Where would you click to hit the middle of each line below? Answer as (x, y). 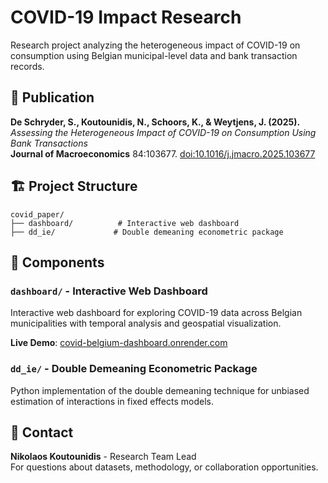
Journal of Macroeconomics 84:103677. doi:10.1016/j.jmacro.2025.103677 (163, 153)
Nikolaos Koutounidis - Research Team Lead (103, 457)
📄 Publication (52, 97)
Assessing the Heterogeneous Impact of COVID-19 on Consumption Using (163, 132)
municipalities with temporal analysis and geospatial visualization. (146, 323)
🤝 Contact (42, 432)
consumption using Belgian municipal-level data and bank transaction (154, 55)
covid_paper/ (37, 214)
